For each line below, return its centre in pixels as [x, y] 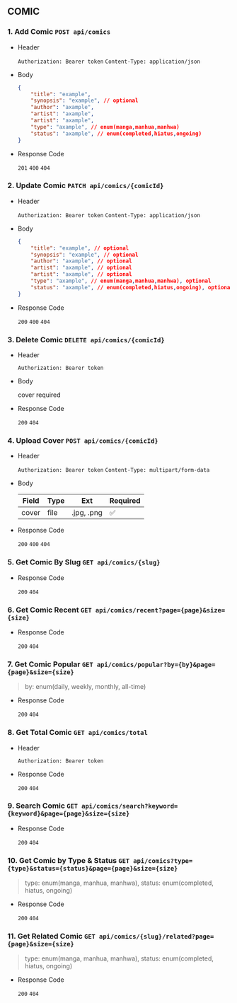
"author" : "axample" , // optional [81, 261]
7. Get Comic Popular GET [50, 664]
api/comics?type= [163, 861]
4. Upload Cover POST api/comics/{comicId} [83, 440]
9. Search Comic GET [43, 806]
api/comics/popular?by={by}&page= [156, 665]
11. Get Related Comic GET [51, 937]
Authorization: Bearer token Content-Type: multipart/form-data [114, 470]
